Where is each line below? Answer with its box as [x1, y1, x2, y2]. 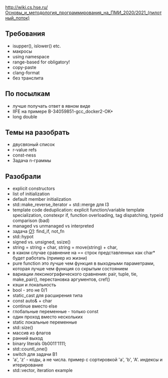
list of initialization [12, 191, 50, 197]
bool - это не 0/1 [12, 287, 48, 293]
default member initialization [12, 196, 72, 202]
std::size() [12, 325, 34, 331]
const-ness [12, 152, 36, 158]
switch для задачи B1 [12, 351, 58, 357]
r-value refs [12, 147, 37, 153]
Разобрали [5, 172, 41, 181]
